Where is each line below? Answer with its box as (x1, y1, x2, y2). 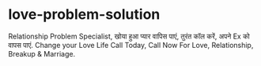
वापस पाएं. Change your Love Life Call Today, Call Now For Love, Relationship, (8, 40, 254, 49)
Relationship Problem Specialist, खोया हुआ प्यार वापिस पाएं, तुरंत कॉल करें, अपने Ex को (8, 31, 251, 41)
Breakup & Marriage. (8, 49, 76, 58)
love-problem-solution (8, 5, 161, 24)
